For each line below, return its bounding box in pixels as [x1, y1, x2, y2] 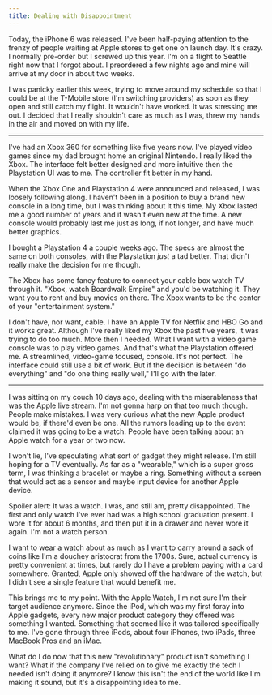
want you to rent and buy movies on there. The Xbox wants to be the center [8, 293, 261, 302]
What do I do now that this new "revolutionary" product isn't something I [8, 651, 249, 661]
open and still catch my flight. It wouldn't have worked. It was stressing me [8, 101, 257, 111]
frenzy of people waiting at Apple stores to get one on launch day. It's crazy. [8, 42, 263, 53]
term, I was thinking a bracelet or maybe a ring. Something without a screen [8, 468, 261, 478]
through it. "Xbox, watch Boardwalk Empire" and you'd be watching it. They [8, 284, 261, 294]
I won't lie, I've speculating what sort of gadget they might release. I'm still [8, 451, 257, 461]
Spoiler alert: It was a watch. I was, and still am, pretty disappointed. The [8, 500, 251, 511]
